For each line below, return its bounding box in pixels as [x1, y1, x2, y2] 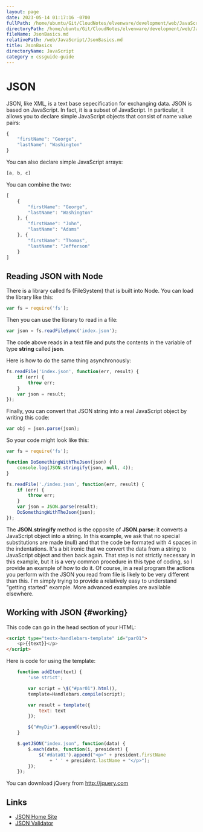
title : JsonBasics [6, 43, 53, 49]
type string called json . [6, 345, 65, 352]
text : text [38, 708, 66, 714]
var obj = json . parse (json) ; [6, 426, 80, 432]
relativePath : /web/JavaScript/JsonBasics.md [6, 37, 123, 43]
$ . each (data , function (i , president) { [28, 746, 129, 752]
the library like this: [6, 293, 54, 301]
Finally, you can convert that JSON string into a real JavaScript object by [6, 408, 187, 415]
